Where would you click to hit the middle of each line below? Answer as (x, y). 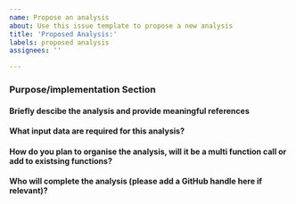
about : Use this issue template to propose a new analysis (121, 26)
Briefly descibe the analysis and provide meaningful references (129, 110)
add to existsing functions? (61, 160)
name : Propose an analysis (59, 17)
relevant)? (29, 191)
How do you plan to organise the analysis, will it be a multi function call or (148, 151)
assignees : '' (36, 51)
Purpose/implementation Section (82, 90)
